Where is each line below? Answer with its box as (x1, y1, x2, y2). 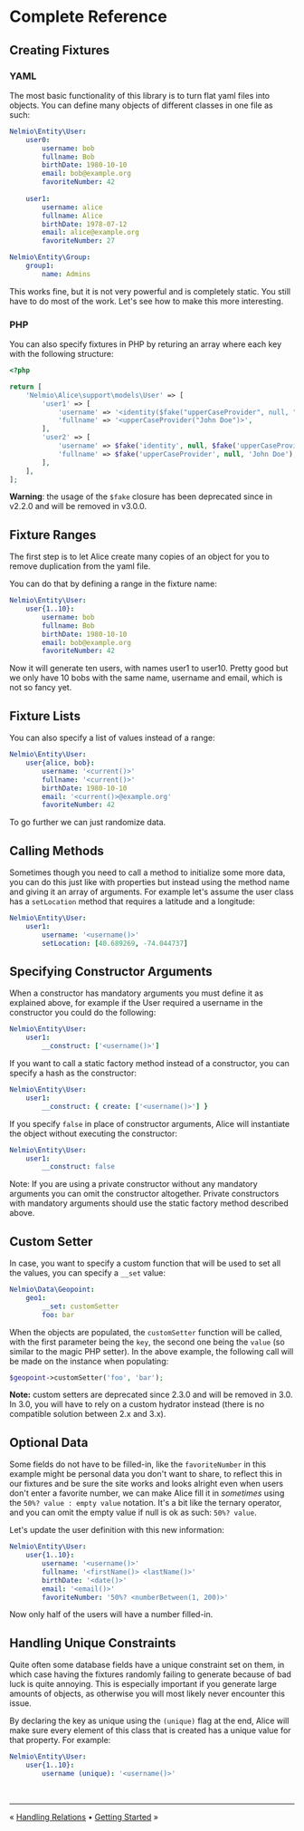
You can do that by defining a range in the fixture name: (9, 578, 217, 590)
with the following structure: (9, 349, 114, 360)
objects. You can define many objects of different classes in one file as (9, 100, 273, 111)
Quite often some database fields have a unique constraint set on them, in (9, 1660, 285, 1671)
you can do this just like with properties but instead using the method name (9, 877, 290, 888)
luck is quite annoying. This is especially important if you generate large (9, 1679, 278, 1690)
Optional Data (9, 1434, 89, 1450)
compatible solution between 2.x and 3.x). (9, 1409, 166, 1420)
